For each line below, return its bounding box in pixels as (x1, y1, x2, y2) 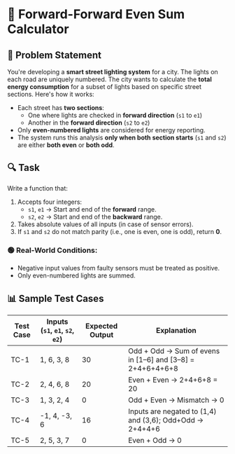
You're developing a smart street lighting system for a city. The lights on (7, 68, 218, 76)
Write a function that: (7, 184, 69, 192)
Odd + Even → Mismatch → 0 (128, 395, 225, 405)
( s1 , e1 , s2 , (41, 325, 75, 335)
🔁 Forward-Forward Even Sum (7, 6, 185, 22)
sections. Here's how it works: (7, 90, 94, 98)
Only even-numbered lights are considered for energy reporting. (17, 126, 206, 134)
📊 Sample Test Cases (7, 292, 104, 304)
